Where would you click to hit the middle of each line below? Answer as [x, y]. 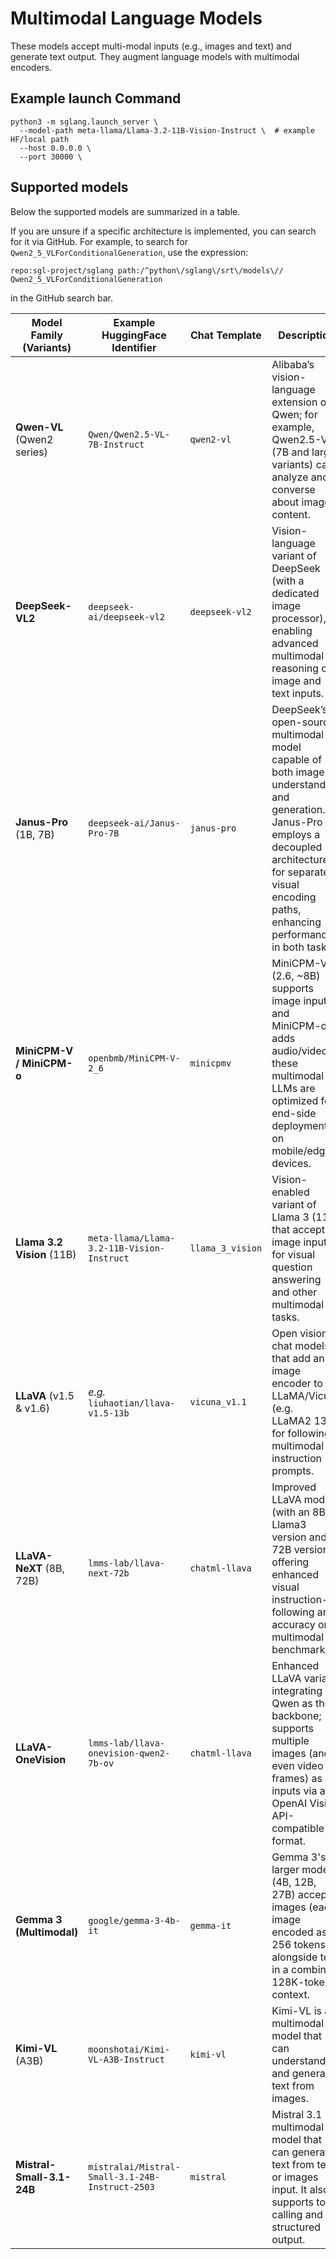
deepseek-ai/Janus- [134, 823]
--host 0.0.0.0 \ [55, 148]
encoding [294, 897]
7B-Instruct [116, 444]
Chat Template [226, 335]
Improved [294, 1487]
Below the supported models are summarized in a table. [125, 211]
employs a [296, 834]
